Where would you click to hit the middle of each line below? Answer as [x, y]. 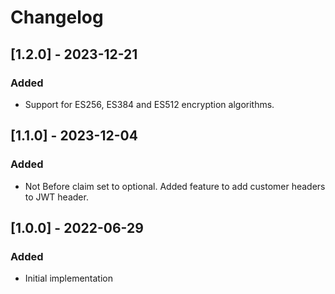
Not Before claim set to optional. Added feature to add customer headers [175, 186]
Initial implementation [69, 278]
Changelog [57, 17]
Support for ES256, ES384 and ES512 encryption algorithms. [149, 104]
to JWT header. [56, 197]
